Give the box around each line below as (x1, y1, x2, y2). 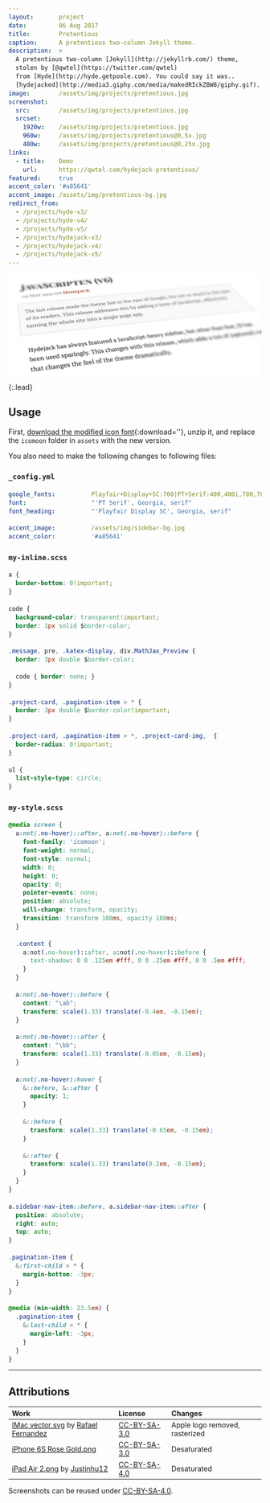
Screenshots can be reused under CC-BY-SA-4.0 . (8, 1486, 174, 1495)
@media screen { (8, 821, 63, 829)
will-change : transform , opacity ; (22, 906, 138, 914)
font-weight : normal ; (22, 846, 95, 855)
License (118, 1408, 146, 1418)
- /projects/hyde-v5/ (15, 225, 88, 233)
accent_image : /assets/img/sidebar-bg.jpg (8, 524, 185, 532)
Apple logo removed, (171, 1420, 240, 1430)
